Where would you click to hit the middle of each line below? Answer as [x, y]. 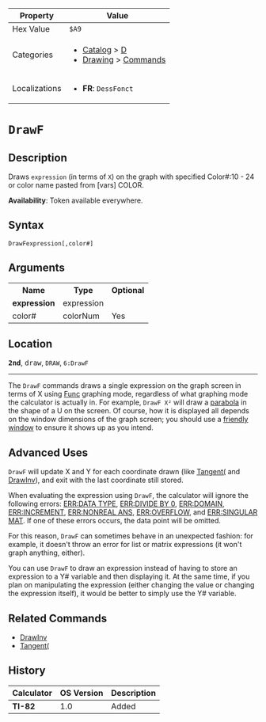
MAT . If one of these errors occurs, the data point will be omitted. [115, 521]
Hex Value [31, 29]
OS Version [82, 693]
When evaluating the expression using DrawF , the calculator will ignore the [129, 496]
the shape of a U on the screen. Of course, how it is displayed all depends [129, 411]
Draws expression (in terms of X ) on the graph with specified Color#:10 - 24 [131, 177]
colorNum [82, 316]
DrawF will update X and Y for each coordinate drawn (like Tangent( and [124, 472]
